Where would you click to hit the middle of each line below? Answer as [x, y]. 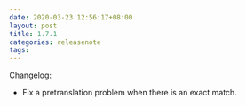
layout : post [33, 26]
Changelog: [30, 75]
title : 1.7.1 [33, 34]
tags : [19, 50]
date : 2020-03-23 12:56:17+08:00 [71, 17]
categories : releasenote [55, 42]
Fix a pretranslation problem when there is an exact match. [129, 93]
